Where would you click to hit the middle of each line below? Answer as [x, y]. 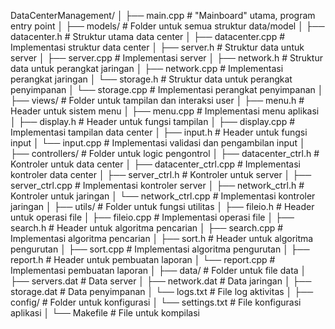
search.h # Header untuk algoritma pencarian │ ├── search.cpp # [147, 228]
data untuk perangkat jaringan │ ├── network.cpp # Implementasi [147, 68]
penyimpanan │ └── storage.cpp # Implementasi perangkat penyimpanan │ [167, 89]
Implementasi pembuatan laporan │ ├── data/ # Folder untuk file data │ [158, 270]
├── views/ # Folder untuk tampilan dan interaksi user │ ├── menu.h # [157, 100]
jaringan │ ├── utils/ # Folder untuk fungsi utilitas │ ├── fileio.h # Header [162, 206]
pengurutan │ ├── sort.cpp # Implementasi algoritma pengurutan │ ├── [160, 249]
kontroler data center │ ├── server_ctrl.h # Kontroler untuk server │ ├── [161, 174]
